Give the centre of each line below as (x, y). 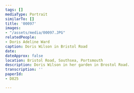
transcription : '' (24, 70)
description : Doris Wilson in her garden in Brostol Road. (67, 65)
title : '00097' (21, 23)
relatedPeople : (21, 38)
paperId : (14, 74)
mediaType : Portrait (27, 14)
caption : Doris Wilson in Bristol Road (46, 46)
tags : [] (14, 10)
